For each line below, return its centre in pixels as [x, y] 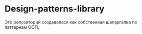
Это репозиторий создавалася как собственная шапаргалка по [71, 22]
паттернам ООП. [22, 27]
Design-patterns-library [55, 9]
